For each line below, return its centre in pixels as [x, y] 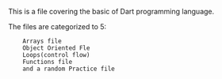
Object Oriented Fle [56, 48]
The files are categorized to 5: [57, 26]
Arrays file [42, 41]
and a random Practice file [69, 69]
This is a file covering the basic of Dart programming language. [111, 11]
